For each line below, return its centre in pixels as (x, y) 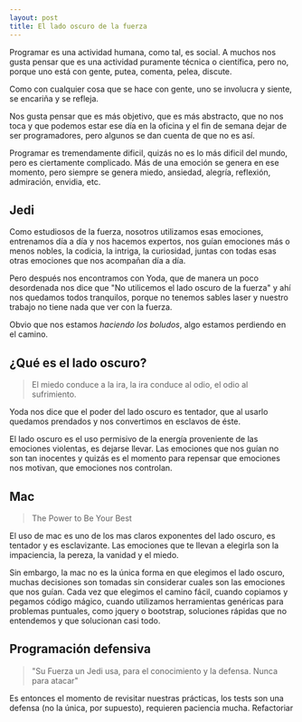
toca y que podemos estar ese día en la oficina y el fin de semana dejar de (148, 125)
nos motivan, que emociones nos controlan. (91, 468)
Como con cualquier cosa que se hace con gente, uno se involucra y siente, (151, 89)
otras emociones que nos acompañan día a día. (98, 261)
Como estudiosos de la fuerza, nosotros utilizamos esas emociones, (137, 232)
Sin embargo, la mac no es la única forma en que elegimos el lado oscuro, (147, 573)
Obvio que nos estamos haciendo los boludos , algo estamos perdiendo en (148, 325)
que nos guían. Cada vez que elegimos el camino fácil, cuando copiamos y (149, 592)
